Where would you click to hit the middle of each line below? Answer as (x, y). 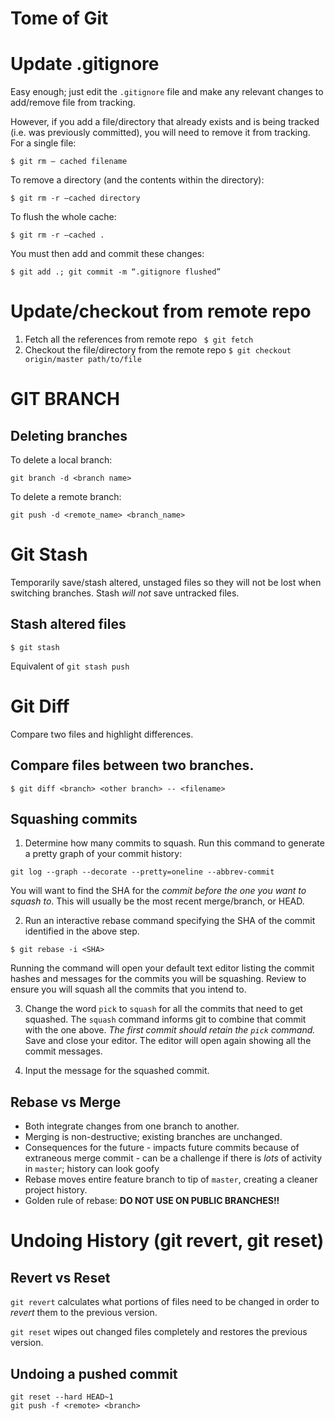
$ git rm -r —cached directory (75, 198)
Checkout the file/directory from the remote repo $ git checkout (158, 350)
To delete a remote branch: (66, 497)
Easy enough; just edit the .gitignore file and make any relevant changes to (167, 92)
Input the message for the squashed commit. (117, 1071)
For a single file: (43, 143)
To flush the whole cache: (63, 217)
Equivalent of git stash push (70, 666)
